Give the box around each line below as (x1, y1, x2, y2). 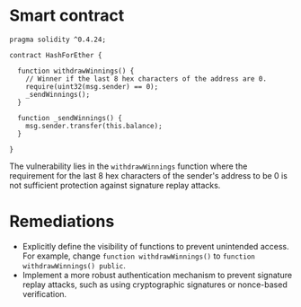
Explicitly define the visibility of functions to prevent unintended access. (22, 241, 289, 251)
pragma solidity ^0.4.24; (9, 35, 106, 44)
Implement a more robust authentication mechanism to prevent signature (22, 269, 293, 280)
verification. (22, 288, 67, 299)
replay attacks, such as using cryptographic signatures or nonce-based (22, 279, 288, 290)
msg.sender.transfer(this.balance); (25, 121, 164, 130)
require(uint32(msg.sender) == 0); (25, 82, 159, 91)
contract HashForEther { (9, 50, 102, 59)
